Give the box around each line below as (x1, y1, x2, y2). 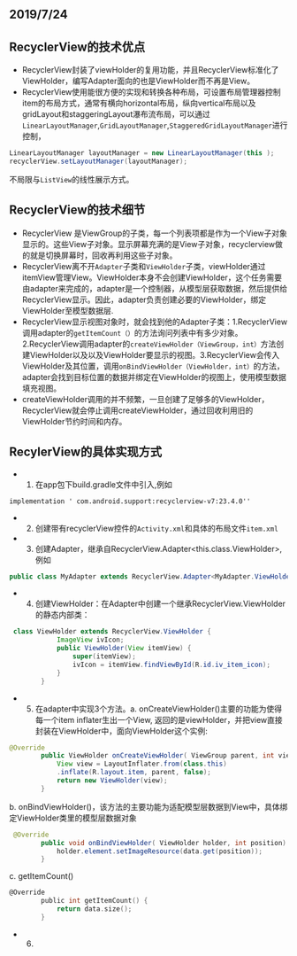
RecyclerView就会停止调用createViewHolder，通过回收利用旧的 (21, 405, 254, 416)
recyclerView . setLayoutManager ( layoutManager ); (9, 157, 188, 167)
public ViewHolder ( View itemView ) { (56, 644, 192, 653)
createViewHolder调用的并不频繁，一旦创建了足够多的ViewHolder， (21, 393, 270, 404)
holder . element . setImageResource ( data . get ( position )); (56, 846, 263, 856)
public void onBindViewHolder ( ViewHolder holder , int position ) (41, 838, 287, 847)
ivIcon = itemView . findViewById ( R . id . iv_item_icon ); (72, 660, 271, 669)
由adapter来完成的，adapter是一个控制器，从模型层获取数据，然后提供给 (21, 283, 288, 293)
